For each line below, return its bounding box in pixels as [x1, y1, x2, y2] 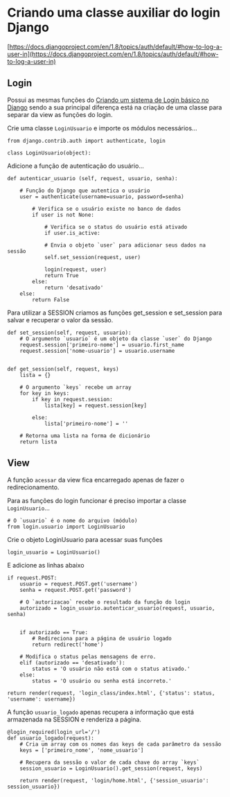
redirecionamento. [7, 483, 60, 491]
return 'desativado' [44, 284, 104, 291]
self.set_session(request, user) [44, 254, 141, 261]
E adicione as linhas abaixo [7, 561, 85, 569]
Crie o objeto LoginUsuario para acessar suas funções [7, 535, 163, 543]
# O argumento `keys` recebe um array [19, 383, 132, 391]
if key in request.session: [32, 396, 113, 403]
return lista [19, 438, 57, 445]
